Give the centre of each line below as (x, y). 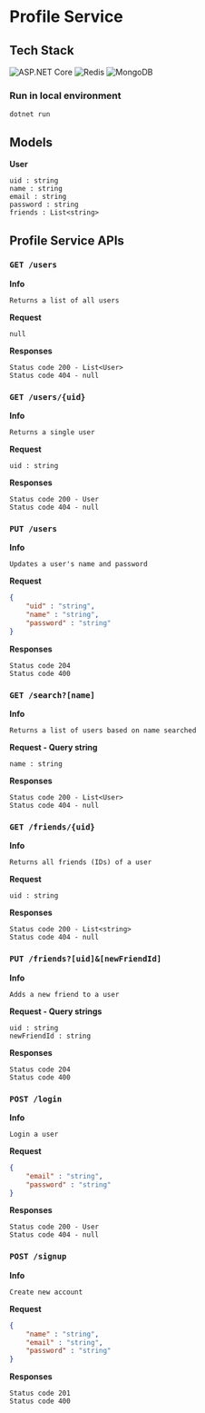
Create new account (46, 1292)
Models (31, 142)
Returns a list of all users (64, 300)
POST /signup (38, 1257)
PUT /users (33, 529)
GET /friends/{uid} (52, 827)
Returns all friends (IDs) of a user (81, 862)
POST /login (36, 1099)
